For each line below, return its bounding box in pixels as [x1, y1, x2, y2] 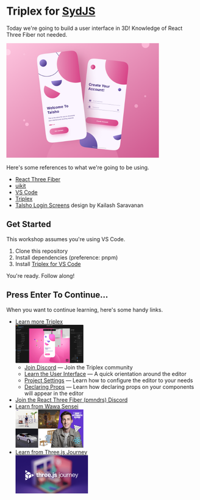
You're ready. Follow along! [6, 272, 75, 279]
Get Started [6, 219, 51, 230]
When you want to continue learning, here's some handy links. [6, 306, 163, 313]
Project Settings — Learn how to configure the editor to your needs [24, 377, 193, 384]
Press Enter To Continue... [6, 290, 109, 300]
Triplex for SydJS [6, 4, 96, 18]
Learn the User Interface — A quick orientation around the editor [24, 370, 187, 377]
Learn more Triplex [15, 317, 63, 325]
